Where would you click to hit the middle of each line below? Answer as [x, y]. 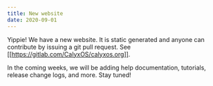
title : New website [35, 13]
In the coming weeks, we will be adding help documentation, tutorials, [106, 67]
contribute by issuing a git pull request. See [69, 47]
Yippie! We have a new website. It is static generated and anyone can [106, 39]
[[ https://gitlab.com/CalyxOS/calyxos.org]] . [69, 54]
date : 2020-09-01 [32, 20]
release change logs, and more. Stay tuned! [69, 75]
